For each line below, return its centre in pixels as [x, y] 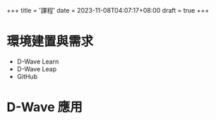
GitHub [27, 76]
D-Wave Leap [37, 68]
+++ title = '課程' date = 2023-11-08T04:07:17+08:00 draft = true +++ [108, 10]
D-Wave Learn [38, 61]
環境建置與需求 [50, 42]
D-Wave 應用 [44, 107]
